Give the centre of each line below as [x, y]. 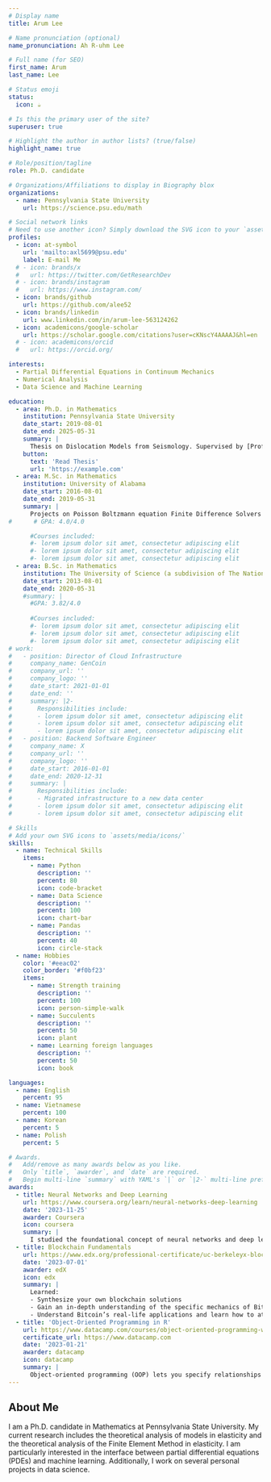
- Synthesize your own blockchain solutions [106, 1300]
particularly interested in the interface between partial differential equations [134, 1452]
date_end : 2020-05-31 [59, 589]
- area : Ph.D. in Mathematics [66, 409]
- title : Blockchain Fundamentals [73, 1247]
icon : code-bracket [70, 888]
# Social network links [48, 223]
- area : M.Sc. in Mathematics [66, 477]
